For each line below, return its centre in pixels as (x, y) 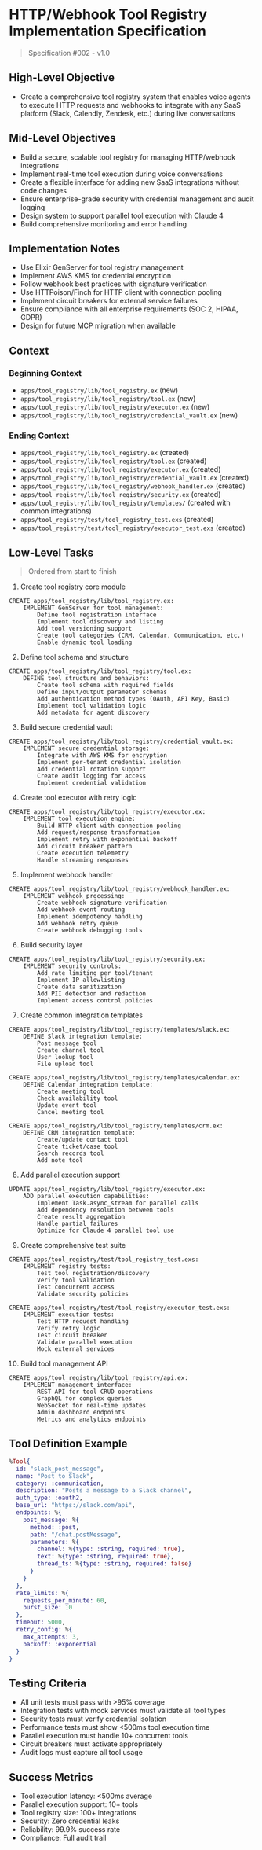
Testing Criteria (48, 1683)
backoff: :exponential (60, 1644)
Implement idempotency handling (90, 917)
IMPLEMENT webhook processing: (74, 896)
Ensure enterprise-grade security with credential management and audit (137, 199)
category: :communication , (60, 1484)
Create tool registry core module (73, 587)
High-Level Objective (62, 77)
